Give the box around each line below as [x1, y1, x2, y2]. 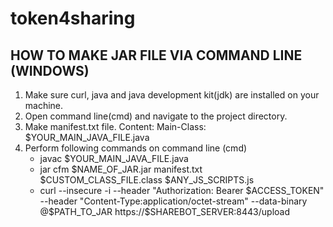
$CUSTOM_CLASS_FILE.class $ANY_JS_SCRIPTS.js [39, 174, 255, 186]
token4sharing [10, 7, 136, 30]
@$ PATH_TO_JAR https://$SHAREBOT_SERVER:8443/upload [39, 206, 290, 217]
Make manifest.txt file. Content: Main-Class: [24, 121, 207, 132]
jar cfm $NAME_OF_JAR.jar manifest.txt [39, 163, 203, 175]
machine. [24, 100, 64, 111]
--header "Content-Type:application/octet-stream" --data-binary [39, 195, 308, 207]
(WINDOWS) [10, 62, 90, 79]
